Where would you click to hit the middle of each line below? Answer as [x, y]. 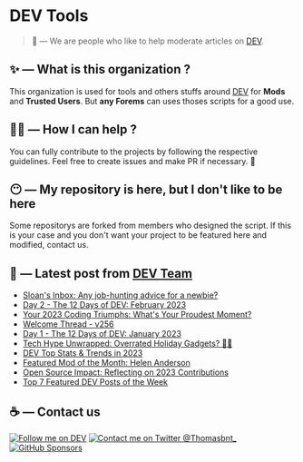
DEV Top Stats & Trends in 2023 [83, 353]
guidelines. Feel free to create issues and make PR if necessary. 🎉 [132, 161]
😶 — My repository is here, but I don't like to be [146, 189]
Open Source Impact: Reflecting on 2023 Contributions [126, 372]
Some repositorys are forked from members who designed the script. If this [151, 226]
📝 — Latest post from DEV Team [101, 273]
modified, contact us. [49, 245]
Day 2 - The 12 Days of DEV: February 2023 [104, 305]
